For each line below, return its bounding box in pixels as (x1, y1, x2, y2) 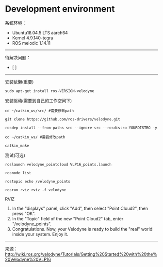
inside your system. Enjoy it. (12, 231, 68, 237)
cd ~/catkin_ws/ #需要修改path (5, 134, 65, 139)
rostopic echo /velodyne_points (5, 179, 70, 184)
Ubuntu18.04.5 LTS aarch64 (12, 30, 68, 35)
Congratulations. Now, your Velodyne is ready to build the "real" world (12, 226, 153, 232)
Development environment (5, 3, 115, 15)
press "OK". (12, 210, 36, 217)
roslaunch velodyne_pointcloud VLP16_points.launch (5, 162, 112, 167)
